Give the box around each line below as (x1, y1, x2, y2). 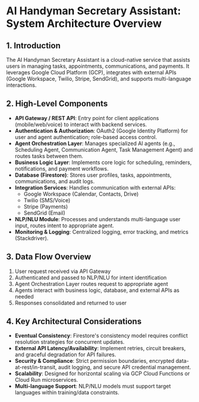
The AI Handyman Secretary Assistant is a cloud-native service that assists (6, 56, 191, 63)
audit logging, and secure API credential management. (58, 364, 191, 371)
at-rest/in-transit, (14, 364, 58, 371)
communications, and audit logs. (14, 177, 95, 185)
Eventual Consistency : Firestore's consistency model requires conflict (14, 332, 188, 340)
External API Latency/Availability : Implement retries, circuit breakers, (14, 345, 186, 352)
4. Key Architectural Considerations (6, 316, 142, 326)
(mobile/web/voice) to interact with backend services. (14, 121, 147, 128)
